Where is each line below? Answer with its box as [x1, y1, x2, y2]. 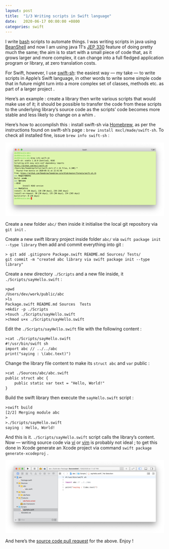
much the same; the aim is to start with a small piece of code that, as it [5, 49, 152, 56]
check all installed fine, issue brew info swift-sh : [5, 132, 110, 138]
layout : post [5, 8, 33, 13]
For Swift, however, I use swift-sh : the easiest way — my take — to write [5, 70, 155, 76]
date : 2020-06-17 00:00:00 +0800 [5, 19, 80, 24]
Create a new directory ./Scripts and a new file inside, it [5, 271, 124, 277]
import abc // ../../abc [5, 346, 58, 351]
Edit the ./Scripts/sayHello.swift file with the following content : [5, 326, 142, 332]
